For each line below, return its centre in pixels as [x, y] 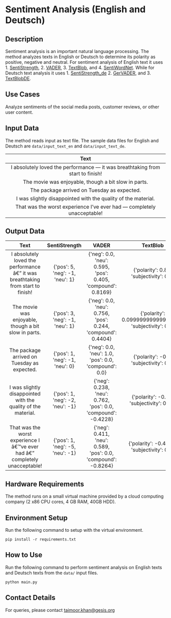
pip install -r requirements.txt [41, 539]
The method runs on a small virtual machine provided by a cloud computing [84, 497]
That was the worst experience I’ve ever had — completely [85, 207]
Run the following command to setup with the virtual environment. [74, 530]
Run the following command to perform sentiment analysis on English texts [84, 567]
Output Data [25, 231]
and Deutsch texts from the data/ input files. [52, 573]
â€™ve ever [25, 447]
